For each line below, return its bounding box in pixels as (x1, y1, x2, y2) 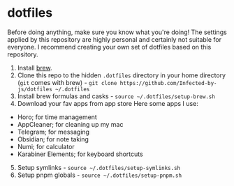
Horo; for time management (17, 113, 98, 121)
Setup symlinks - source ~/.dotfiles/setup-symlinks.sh (17, 163, 180, 171)
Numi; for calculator (17, 142, 75, 150)
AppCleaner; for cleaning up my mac (17, 120, 124, 128)
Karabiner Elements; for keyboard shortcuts (17, 150, 143, 158)
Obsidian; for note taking (17, 134, 89, 144)
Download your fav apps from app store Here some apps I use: (17, 99, 199, 107)
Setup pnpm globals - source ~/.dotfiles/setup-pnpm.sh (17, 171, 182, 179)
